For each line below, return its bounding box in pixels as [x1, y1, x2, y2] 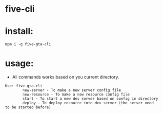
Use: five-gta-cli [5, 84, 42, 89]
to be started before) [5, 105, 51, 110]
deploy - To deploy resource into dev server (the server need [22, 101, 154, 106]
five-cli [5, 3, 35, 15]
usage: [5, 58, 34, 69]
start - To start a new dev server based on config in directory [22, 96, 159, 101]
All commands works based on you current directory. [12, 74, 120, 80]
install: [5, 26, 33, 37]
